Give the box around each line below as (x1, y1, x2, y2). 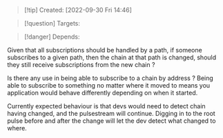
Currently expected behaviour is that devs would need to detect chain (7, 102, 206, 110)
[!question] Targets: (23, 19, 81, 27)
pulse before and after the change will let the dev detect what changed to (7, 117, 216, 125)
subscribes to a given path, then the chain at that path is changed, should (7, 53, 217, 61)
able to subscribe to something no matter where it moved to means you (7, 81, 211, 89)
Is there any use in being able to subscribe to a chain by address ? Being (7, 74, 214, 82)
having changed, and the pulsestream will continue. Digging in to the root (7, 110, 215, 117)
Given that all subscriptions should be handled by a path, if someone (7, 46, 202, 54)
